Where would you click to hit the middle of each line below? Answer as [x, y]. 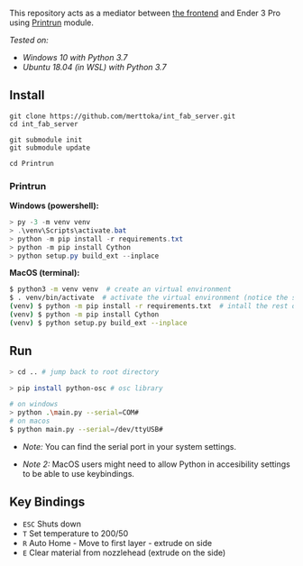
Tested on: [29, 40]
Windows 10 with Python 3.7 [75, 57]
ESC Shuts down [51, 524]
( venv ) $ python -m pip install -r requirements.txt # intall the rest [149, 306]
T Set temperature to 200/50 [75, 533]
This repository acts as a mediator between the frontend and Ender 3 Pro [145, 13]
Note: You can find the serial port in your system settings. [129, 446]
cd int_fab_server [44, 124]
